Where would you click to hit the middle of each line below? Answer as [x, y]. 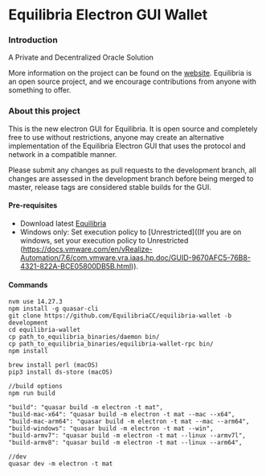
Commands [28, 284]
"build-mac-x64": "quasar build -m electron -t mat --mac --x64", [122, 415]
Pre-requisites [33, 205]
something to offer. [40, 90]
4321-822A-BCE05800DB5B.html [76, 266]
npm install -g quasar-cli [53, 309]
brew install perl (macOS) [53, 365]
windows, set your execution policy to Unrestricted [104, 240]
